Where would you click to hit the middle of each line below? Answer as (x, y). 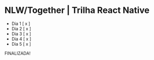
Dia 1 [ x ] (21, 24)
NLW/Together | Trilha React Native (77, 10)
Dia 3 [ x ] (21, 34)
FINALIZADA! (18, 53)
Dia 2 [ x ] (21, 28)
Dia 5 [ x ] (21, 44)
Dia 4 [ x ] (21, 39)
